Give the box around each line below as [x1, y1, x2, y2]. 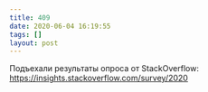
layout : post [9, 38, 59, 48]
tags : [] [9, 30, 43, 39]
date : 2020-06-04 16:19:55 [9, 22, 111, 31]
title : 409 [9, 13, 51, 23]
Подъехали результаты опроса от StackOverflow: [9, 63, 199, 74]
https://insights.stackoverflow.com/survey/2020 [9, 73, 188, 84]
